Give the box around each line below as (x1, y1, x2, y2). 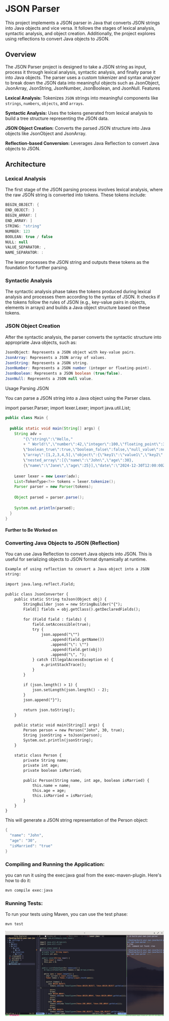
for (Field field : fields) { (23, 617, 87, 622)
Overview (5, 50, 37, 59)
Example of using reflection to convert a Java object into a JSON (5, 567, 150, 572)
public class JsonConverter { (5, 592, 69, 597)
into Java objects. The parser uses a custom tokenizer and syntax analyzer (5, 74, 161, 81)
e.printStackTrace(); (41, 663, 87, 668)
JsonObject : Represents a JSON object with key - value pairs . (5, 349, 136, 355)
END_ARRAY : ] (5, 218, 33, 224)
